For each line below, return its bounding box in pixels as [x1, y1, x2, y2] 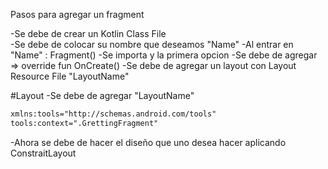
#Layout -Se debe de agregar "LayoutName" [10, 90, 195, 101]
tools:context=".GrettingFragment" [10, 118, 159, 128]
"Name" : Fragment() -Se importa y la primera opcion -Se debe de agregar [10, 49, 318, 61]
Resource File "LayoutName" [10, 70, 130, 82]
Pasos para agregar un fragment [10, 9, 145, 20]
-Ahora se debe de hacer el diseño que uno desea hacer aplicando [10, 136, 287, 148]
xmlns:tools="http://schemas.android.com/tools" [10, 109, 217, 119]
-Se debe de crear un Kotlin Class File [10, 28, 167, 39]
